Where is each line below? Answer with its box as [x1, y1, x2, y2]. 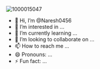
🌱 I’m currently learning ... [14, 29, 78, 37]
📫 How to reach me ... [14, 42, 69, 50]
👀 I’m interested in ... [14, 24, 65, 30]
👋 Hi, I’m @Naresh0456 [14, 17, 72, 24]
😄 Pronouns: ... [14, 51, 53, 58]
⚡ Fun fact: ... [14, 58, 47, 64]
